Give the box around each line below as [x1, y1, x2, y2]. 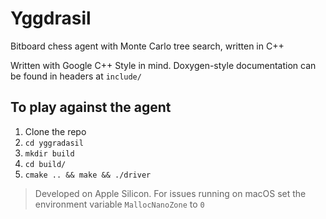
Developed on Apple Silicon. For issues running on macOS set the [34, 187, 307, 199]
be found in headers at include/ [10, 70, 142, 82]
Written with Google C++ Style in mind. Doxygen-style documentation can [10, 59, 317, 71]
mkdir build [24, 148, 75, 159]
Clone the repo [24, 125, 87, 137]
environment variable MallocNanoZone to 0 [34, 198, 205, 210]
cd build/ [24, 159, 67, 169]
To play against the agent [10, 99, 172, 116]
